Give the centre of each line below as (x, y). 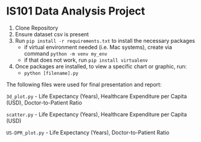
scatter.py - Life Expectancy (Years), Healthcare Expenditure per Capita (97, 114)
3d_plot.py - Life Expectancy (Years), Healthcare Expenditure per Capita (97, 96)
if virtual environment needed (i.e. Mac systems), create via (98, 47)
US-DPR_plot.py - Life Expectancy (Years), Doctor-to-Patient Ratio (88, 132)
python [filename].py (51, 73)
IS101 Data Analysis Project (76, 11)
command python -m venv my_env (65, 53)
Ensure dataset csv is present (52, 34)
